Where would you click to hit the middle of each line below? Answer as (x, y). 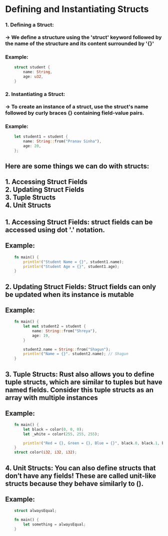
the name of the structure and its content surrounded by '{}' (79, 43)
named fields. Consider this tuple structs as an (79, 390)
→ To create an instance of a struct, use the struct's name (77, 106)
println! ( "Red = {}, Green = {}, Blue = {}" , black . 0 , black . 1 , (91, 443)
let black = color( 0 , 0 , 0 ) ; (53, 429)
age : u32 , (33, 77)
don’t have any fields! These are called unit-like (81, 476)
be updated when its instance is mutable (69, 294)
